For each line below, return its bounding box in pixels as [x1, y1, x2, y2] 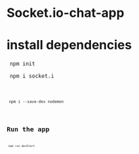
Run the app [6, 124, 50, 133]
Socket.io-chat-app [6, 5, 125, 21]
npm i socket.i [9, 72, 54, 80]
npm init [9, 60, 36, 68]
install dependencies [6, 37, 132, 53]
